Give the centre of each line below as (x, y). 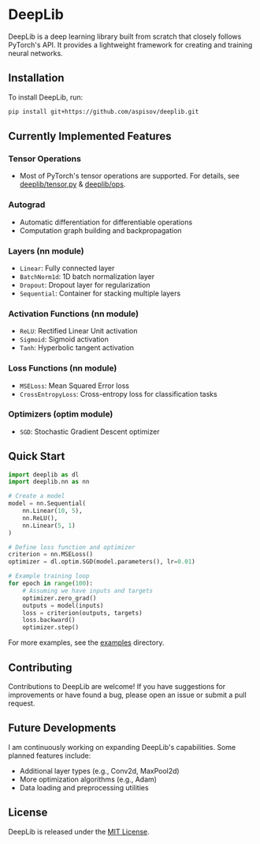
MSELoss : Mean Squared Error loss (74, 386)
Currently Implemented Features (90, 136)
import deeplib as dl (44, 475)
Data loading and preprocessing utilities (84, 787)
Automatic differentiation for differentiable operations (106, 222)
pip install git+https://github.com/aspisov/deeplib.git (104, 111)
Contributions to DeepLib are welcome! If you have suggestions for (117, 687)
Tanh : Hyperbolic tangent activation (77, 348)
